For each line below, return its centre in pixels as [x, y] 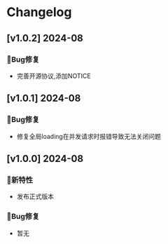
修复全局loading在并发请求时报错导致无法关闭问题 [89, 136]
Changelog [39, 12]
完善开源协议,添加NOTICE [54, 76]
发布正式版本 [35, 196]
